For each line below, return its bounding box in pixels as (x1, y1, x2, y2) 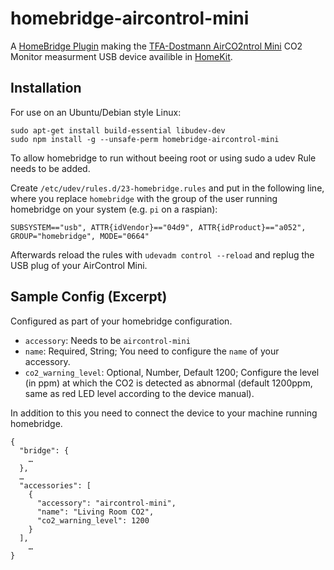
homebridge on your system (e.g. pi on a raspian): (10, 203, 218, 215)
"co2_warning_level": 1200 (36, 515, 150, 526)
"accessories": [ (19, 480, 92, 491)
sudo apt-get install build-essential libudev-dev (10, 125, 226, 136)
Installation (10, 80, 82, 97)
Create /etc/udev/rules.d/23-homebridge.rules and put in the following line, (10, 182, 325, 194)
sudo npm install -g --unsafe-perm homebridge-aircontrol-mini (10, 134, 280, 144)
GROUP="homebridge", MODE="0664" (10, 231, 150, 241)
